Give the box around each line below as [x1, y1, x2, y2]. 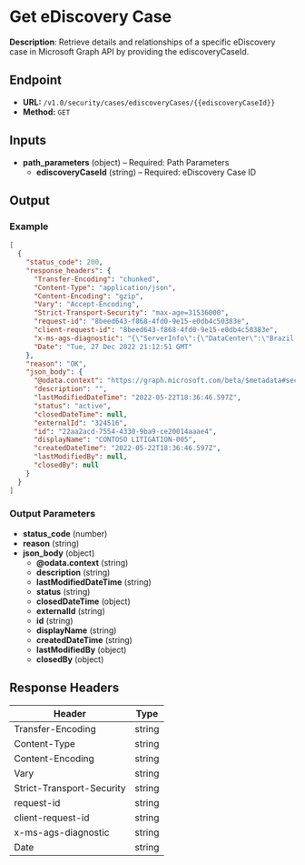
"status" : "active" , [33, 401, 112, 410]
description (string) [35, 567, 111, 578]
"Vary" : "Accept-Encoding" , [33, 300, 141, 309]
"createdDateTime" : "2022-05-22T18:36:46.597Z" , [33, 444, 221, 453]
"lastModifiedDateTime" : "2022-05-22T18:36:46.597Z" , [33, 393, 242, 402]
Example [9, 220, 49, 233]
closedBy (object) [35, 653, 104, 665]
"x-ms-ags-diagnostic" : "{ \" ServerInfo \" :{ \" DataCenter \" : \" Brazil [33, 334, 295, 343]
